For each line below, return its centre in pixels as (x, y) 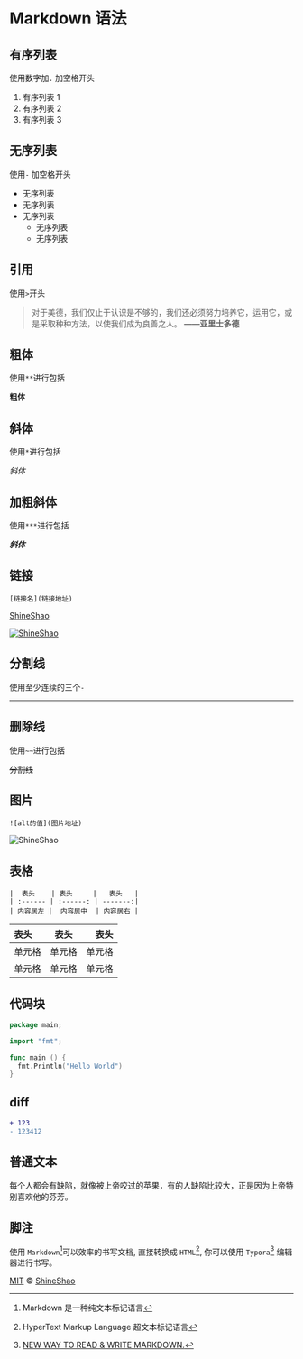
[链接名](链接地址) (41, 599)
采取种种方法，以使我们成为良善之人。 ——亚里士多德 (139, 323)
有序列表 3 (42, 119)
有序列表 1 (41, 97)
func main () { (38, 1057)
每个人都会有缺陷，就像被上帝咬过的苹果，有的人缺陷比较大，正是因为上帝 (147, 1185)
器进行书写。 (33, 1263)
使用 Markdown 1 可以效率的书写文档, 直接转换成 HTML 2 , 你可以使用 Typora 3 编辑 (151, 1251)
